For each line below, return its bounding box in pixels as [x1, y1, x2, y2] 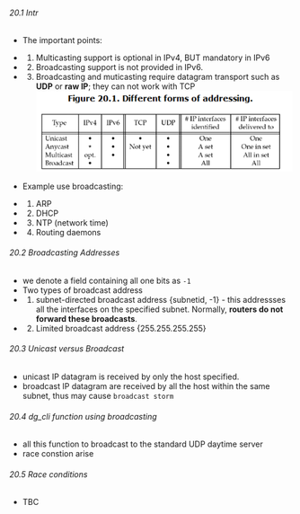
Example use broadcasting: [22, 181, 124, 191]
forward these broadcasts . [35, 313, 137, 323]
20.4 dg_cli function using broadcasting [9, 411, 157, 421]
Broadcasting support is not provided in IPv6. [35, 62, 204, 73]
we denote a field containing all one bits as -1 [22, 275, 191, 286]
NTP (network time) [35, 217, 110, 228]
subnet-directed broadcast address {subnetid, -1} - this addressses [35, 294, 286, 305]
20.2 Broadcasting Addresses [9, 247, 120, 258]
